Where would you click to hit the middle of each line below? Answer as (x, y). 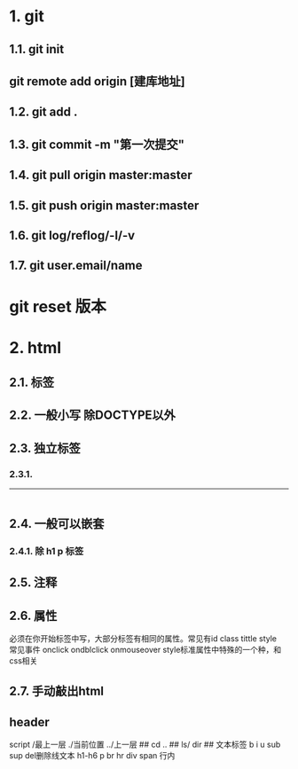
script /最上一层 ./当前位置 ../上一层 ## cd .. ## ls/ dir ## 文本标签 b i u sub (145, 745)
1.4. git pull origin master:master (101, 175)
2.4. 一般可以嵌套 (57, 524)
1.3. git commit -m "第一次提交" (97, 144)
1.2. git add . (43, 112)
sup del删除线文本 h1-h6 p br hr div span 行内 (92, 756)
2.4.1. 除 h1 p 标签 (47, 551)
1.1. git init (37, 49)
